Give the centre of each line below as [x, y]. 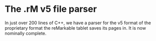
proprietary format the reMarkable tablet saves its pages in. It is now [75, 28]
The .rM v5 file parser [51, 9]
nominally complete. [26, 33]
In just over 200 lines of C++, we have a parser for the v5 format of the [78, 23]
